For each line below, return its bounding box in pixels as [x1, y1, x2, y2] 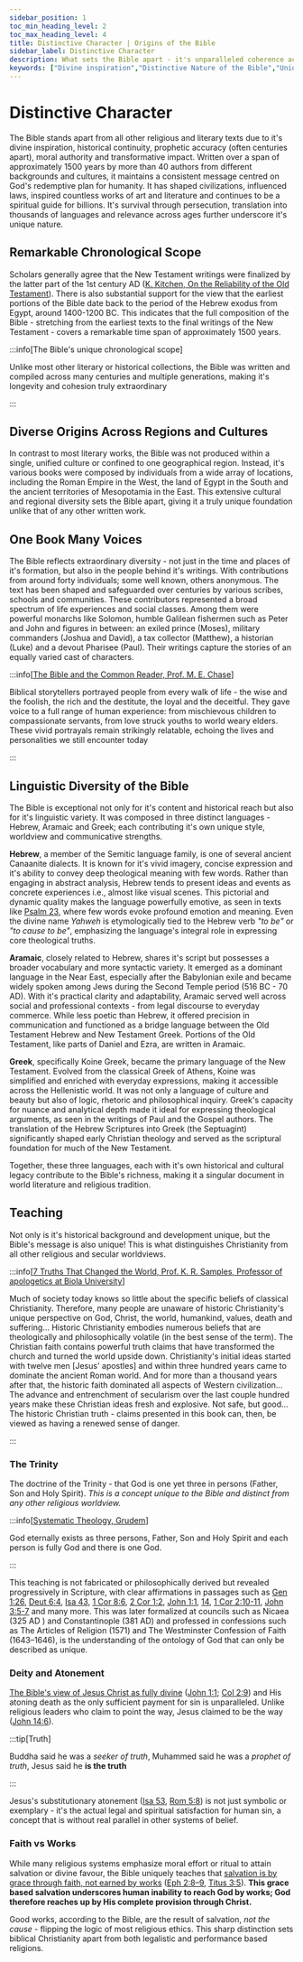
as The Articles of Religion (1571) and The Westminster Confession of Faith [9, 1625, 287, 1636]
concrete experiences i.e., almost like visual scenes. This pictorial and [9, 887, 269, 898]
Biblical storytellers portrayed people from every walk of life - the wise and [9, 687, 288, 698]
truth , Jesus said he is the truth [9, 1761, 127, 1771]
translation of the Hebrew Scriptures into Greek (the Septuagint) [9, 1123, 248, 1134]
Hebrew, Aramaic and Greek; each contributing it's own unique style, [9, 822, 266, 832]
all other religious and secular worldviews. [9, 1248, 167, 1260]
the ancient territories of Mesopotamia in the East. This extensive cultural [9, 487, 281, 497]
